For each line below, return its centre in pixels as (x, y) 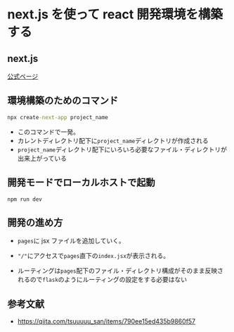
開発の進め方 (35, 222)
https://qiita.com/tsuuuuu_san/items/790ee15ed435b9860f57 (106, 321)
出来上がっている (42, 158)
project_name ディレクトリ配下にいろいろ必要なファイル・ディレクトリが (122, 149)
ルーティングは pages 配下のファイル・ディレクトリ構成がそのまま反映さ (120, 271)
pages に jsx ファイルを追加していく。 (71, 241)
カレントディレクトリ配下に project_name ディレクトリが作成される (113, 140)
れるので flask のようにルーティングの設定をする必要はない (102, 280)
